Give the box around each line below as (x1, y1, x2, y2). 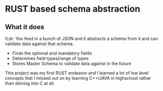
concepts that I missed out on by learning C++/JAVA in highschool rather (5, 75, 151, 81)
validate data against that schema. (5, 41, 74, 47)
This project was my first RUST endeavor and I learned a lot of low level (5, 70, 149, 76)
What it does (5, 23, 45, 31)
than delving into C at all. (5, 80, 55, 86)
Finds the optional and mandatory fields (12, 50, 92, 56)
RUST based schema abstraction (5, 3, 140, 15)
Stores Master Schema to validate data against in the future (12, 61, 131, 66)
